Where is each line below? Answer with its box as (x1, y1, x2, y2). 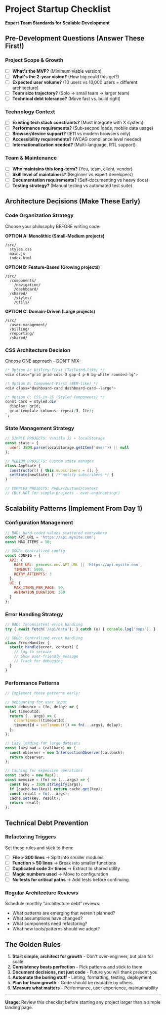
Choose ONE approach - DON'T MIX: (5, 358, 81, 364)
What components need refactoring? (12, 920, 87, 926)
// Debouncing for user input (5, 699, 68, 705)
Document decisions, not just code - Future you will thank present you (12, 969, 158, 975)
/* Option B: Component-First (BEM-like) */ (5, 381, 98, 386)
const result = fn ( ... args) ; (9, 791, 70, 796)
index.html (9, 255, 32, 260)
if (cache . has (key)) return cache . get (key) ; (9, 786, 103, 791)
